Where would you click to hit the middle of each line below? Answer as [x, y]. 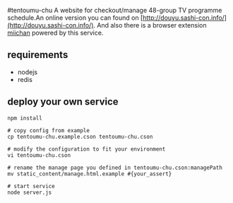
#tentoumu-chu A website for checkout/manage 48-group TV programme [115, 10]
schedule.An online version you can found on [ [75, 18]
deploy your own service [63, 102]
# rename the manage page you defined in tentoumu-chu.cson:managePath [115, 168]
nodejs [27, 72]
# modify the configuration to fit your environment [86, 149]
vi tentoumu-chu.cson [39, 155]
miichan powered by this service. [55, 33]
